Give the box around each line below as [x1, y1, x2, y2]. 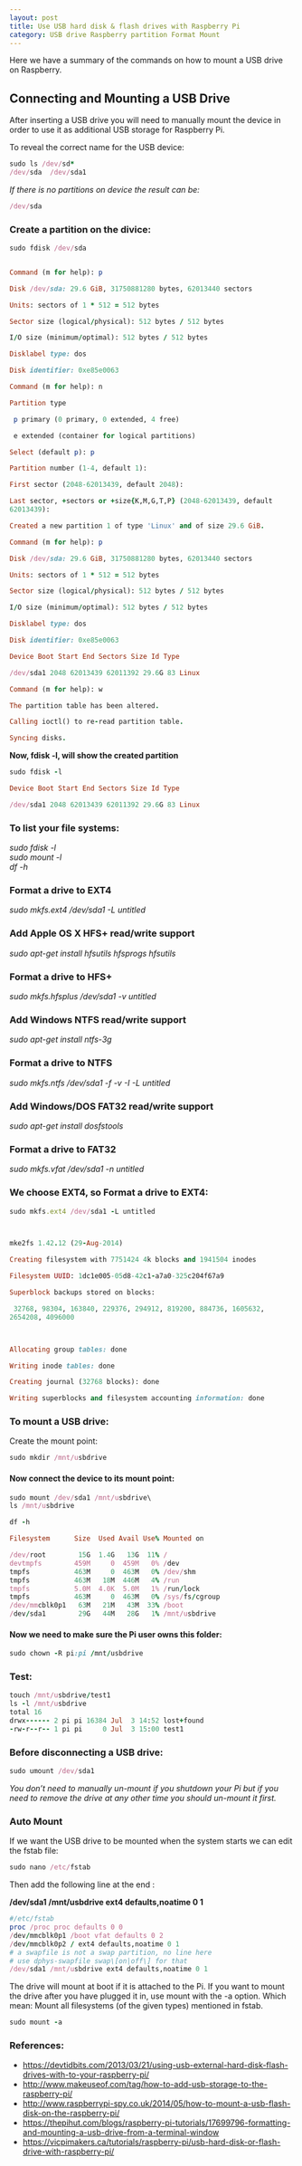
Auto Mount [9, 1815, 63, 1827]
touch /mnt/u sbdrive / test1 [9, 1691, 111, 1700]
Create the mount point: [9, 1436, 98, 1446]
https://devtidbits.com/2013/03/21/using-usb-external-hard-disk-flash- [22, 2060, 288, 2071]
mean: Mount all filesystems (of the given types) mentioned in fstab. [9, 2000, 264, 2011]
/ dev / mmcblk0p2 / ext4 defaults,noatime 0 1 [9, 1939, 180, 1949]
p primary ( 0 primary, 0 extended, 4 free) [13, 415, 180, 424]
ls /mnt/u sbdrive [9, 1502, 75, 1511]
